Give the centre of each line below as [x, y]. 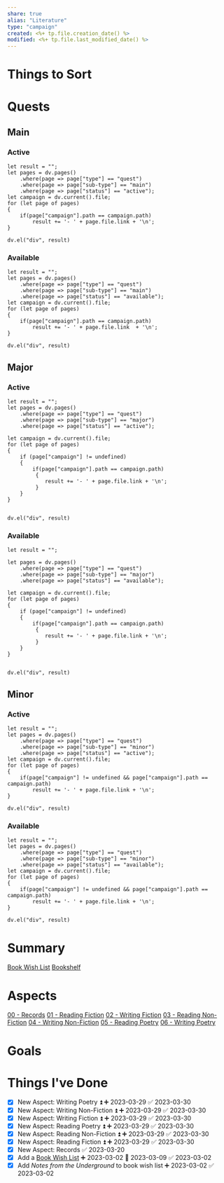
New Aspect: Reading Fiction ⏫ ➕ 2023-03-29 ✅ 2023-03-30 [106, 1142]
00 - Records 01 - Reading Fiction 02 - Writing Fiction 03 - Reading [104, 1015]
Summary [36, 948]
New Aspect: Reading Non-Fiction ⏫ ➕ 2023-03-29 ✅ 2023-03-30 [113, 1134]
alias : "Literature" [37, 20]
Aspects [32, 996]
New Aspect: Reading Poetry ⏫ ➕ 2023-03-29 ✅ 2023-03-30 [106, 1126]
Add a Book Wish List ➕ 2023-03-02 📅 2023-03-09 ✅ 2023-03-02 [114, 1157]
